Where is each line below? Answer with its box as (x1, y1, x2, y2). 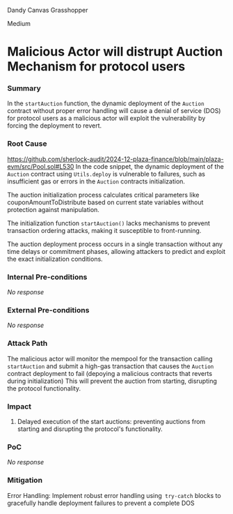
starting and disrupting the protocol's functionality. (17, 425, 163, 433)
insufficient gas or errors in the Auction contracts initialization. (7, 177, 186, 186)
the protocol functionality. (7, 384, 81, 393)
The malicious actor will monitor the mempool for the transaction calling (7, 354, 214, 363)
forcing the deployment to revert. (7, 121, 102, 130)
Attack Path (7, 338, 48, 348)
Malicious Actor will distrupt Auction (7, 44, 223, 60)
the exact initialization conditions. (7, 255, 103, 263)
